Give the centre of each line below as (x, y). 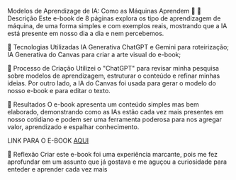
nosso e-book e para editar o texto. (59, 91)
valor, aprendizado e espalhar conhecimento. (73, 127)
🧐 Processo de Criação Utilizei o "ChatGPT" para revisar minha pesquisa (113, 68)
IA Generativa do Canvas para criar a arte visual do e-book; (94, 54)
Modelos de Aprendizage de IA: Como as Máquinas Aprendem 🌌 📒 (105, 11)
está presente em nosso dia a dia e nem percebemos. (86, 33)
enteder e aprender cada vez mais (57, 169)
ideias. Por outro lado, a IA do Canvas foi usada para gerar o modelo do (112, 83)
